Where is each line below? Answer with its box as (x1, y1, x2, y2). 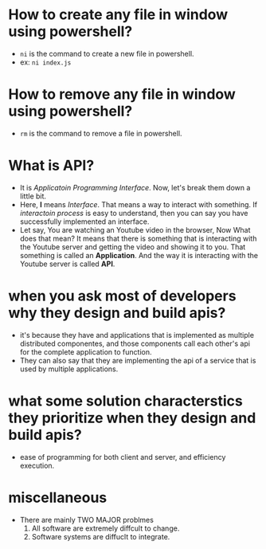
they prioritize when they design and (8, 409, 256, 427)
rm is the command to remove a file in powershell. (19, 128, 182, 138)
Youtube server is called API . (19, 259, 115, 269)
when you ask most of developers (8, 287, 237, 304)
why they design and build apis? (8, 304, 226, 322)
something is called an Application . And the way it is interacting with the (19, 250, 259, 260)
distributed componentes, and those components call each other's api (19, 339, 251, 348)
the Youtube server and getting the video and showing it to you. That (19, 241, 246, 252)
